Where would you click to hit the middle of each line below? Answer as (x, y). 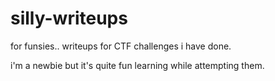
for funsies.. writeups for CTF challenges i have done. (121, 46)
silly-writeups (69, 18)
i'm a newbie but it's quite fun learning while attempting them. (137, 65)
